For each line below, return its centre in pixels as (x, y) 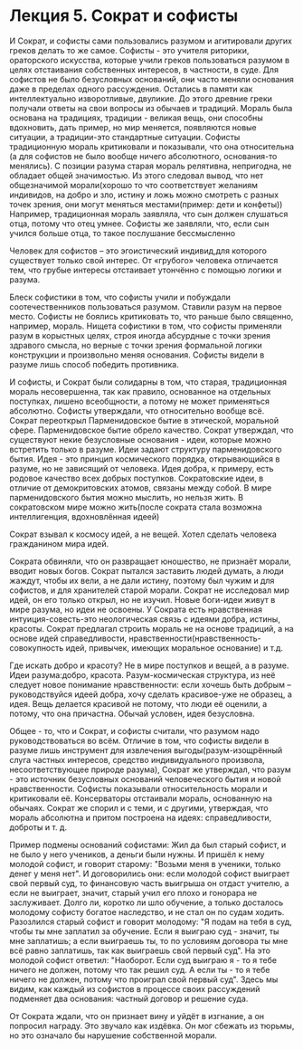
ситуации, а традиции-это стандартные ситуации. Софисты (125, 137)
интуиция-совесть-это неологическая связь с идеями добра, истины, (145, 619)
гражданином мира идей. (59, 543)
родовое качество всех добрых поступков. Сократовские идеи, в (137, 478)
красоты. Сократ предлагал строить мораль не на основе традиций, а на (151, 628)
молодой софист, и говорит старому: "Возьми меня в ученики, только (145, 864)
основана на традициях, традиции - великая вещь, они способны (137, 118)
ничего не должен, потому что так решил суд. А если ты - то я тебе (140, 969)
